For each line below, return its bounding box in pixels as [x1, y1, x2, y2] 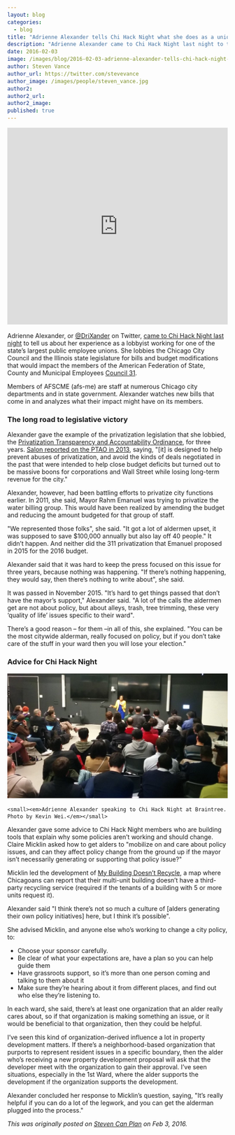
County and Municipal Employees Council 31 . [7, 369, 138, 377]
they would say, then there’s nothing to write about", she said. [7, 575, 185, 584]
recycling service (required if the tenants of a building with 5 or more [24, 883, 222, 891]
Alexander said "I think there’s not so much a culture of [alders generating [7, 904, 220, 912]
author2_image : [7, 100, 52, 107]
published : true [7, 107, 55, 115]
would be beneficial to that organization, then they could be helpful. [7, 1019, 202, 1028]
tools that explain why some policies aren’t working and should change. [7, 833, 213, 841]
